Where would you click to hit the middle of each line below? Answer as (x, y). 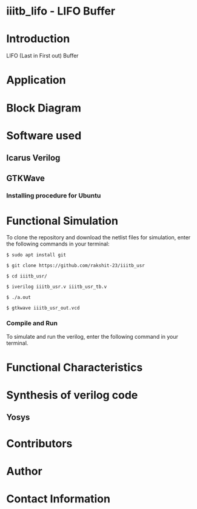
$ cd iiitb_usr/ (27, 276)
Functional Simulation (62, 221)
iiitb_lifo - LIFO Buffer (61, 11)
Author (24, 471)
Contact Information (58, 499)
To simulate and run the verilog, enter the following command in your (92, 336)
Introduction (38, 39)
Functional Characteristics (75, 367)
